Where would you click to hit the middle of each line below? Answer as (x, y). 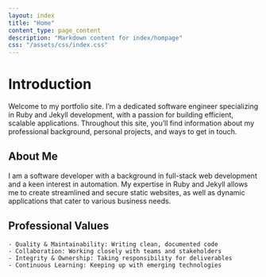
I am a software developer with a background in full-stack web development (133, 175)
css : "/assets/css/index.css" (58, 45)
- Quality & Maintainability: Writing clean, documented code (113, 244)
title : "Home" (32, 23)
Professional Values (59, 226)
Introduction (50, 85)
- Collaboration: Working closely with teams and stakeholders (115, 251)
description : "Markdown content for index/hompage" (95, 38)
